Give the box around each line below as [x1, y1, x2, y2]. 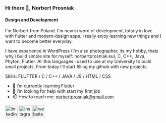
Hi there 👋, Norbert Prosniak [5, 4, 74, 11]
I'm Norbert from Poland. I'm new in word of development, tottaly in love [5, 28, 153, 34]
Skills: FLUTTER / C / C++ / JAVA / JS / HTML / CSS [5, 73, 111, 79]
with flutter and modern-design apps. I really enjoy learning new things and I [5, 33, 162, 39]
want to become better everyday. [5, 38, 73, 44]
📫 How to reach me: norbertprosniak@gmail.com [12, 94, 114, 100]
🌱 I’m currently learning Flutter [12, 83, 75, 89]
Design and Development [5, 17, 58, 23]
